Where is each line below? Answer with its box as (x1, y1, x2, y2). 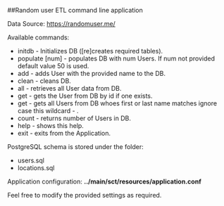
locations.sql (17, 164, 55, 172)
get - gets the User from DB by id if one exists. (17, 91, 153, 100)
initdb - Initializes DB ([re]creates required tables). (17, 47, 163, 55)
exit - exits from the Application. (17, 129, 111, 137)
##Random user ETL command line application (7, 6, 143, 14)
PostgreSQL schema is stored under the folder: (7, 143, 144, 150)
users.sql (17, 156, 44, 165)
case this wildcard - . (17, 107, 79, 115)
